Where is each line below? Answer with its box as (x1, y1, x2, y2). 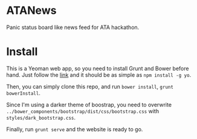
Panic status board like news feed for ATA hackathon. (6, 24, 140, 31)
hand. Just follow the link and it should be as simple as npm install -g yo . (6, 71, 192, 79)
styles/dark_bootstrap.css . (6, 114, 76, 121)
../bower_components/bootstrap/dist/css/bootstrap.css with (6, 107, 159, 115)
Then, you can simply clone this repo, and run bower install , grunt (6, 83, 174, 90)
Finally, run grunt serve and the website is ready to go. (6, 125, 143, 133)
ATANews (6, 4, 57, 18)
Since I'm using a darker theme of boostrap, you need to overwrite (6, 101, 172, 108)
